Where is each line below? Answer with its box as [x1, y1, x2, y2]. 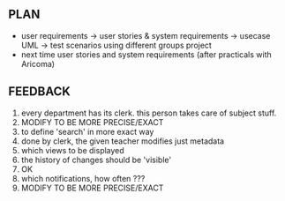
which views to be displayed [20, 145, 124, 155]
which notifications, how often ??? [20, 173, 146, 183]
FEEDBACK [8, 84, 71, 100]
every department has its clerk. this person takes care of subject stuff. [20, 108, 277, 118]
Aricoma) [20, 58, 55, 69]
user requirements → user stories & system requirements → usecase [20, 30, 271, 41]
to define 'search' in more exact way [20, 126, 154, 137]
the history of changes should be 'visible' [20, 154, 172, 165]
